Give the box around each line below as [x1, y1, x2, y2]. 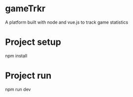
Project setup [5, 36, 62, 48]
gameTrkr [5, 3, 46, 14]
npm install [5, 53, 28, 59]
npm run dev [5, 86, 31, 92]
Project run [5, 70, 52, 81]
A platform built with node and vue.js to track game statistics [5, 19, 129, 25]
